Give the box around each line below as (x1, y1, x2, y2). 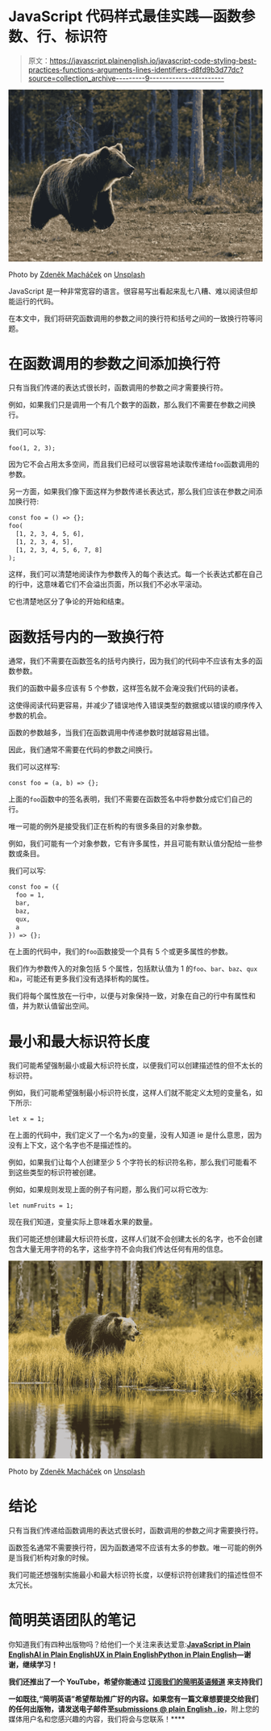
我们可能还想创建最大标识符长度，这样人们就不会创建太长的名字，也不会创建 (8, 1234, 263, 1244)
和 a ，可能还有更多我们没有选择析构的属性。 (8, 974, 154, 984)
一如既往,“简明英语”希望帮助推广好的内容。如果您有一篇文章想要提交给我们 (8, 1694, 259, 1704)
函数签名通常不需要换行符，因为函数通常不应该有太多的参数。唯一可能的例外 (8, 1542, 263, 1552)
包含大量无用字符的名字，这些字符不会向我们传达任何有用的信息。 (8, 1244, 227, 1254)
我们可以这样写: (8, 762, 60, 771)
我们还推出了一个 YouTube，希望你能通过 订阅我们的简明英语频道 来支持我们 (8, 1676, 263, 1687)
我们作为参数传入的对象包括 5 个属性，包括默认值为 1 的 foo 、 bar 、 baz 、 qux (8, 964, 258, 973)
